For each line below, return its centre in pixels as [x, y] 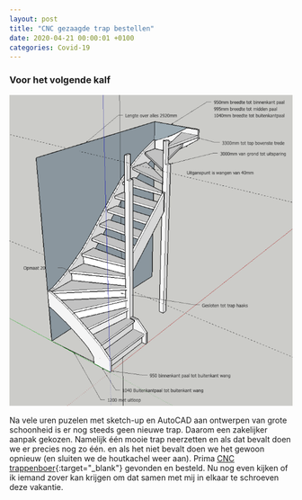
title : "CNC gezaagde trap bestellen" [82, 28]
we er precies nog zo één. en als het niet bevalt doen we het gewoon [137, 449]
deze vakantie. [36, 487]
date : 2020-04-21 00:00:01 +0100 [72, 38]
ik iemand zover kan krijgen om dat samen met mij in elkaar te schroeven [144, 478]
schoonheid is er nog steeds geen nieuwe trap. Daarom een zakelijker [138, 430]
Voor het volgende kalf [60, 80]
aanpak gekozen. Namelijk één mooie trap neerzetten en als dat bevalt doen [150, 440]
